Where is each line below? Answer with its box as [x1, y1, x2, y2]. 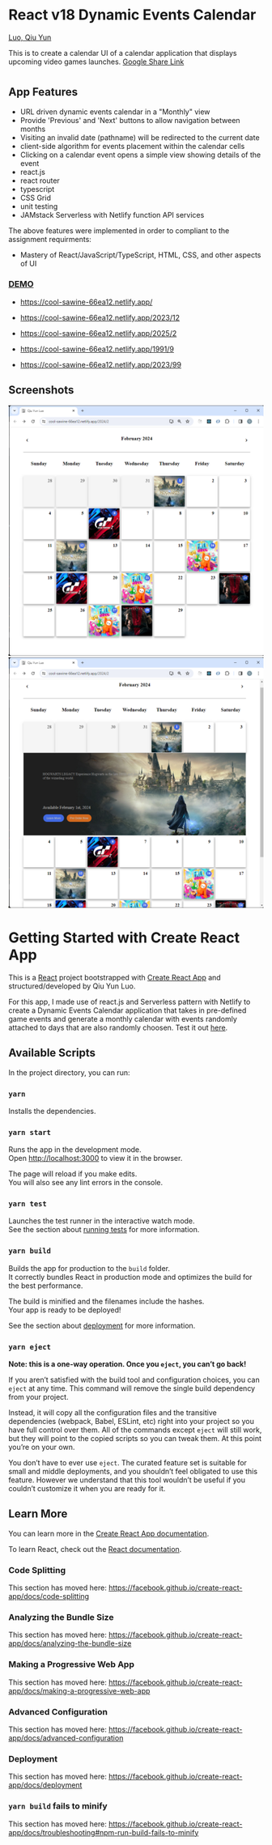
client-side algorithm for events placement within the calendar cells [19, 141, 245, 151]
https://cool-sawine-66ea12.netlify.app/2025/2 [19, 328, 177, 338]
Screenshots [8, 383, 74, 397]
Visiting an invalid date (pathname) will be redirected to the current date [19, 132, 261, 142]
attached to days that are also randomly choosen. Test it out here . [8, 1022, 228, 1032]
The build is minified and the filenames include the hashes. [8, 1296, 205, 1306]
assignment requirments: [8, 234, 91, 244]
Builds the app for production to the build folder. [8, 1263, 171, 1273]
